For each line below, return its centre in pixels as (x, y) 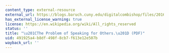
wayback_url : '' (22, 43)
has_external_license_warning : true (44, 19)
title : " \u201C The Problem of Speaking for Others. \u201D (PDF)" (75, 33)
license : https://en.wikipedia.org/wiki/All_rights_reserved (71, 24)
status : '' (17, 29)
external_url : (20, 15)
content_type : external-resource (40, 10)
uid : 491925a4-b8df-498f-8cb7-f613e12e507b (52, 38)
